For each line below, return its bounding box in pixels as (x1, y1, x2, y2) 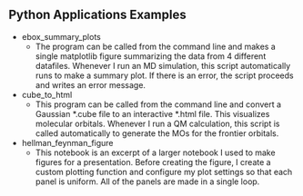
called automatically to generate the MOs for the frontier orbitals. (35, 127, 279, 139)
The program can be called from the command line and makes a (35, 41, 277, 52)
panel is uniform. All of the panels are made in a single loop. (35, 176, 260, 187)
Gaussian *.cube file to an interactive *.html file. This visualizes (35, 108, 270, 119)
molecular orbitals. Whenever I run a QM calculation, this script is (35, 118, 280, 129)
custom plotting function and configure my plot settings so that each (35, 166, 293, 177)
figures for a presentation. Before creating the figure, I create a (35, 156, 271, 167)
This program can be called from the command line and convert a (35, 99, 282, 110)
